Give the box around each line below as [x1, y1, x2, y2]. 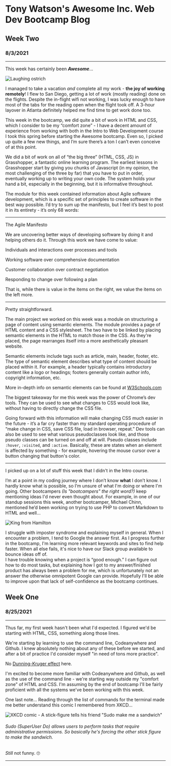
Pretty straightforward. [5, 306, 53, 312]
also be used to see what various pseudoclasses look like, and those [5, 431, 149, 437]
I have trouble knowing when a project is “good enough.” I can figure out [5, 556, 157, 562]
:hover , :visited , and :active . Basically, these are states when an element [5, 442, 162, 448]
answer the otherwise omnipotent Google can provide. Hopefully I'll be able [5, 573, 164, 579]
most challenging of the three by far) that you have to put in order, [5, 170, 144, 176]
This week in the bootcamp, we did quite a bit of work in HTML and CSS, [5, 117, 158, 123]
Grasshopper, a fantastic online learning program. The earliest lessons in [5, 159, 158, 165]
